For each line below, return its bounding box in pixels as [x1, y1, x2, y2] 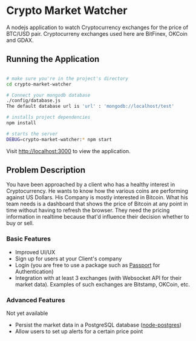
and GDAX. [6, 36, 34, 44]
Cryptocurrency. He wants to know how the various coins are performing [6, 187, 189, 194]
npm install [6, 120, 36, 126]
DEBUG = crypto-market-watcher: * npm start [6, 136, 113, 142]
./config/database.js [6, 98, 61, 104]
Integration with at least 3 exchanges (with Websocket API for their [15, 274, 182, 282]
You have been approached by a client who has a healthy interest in [6, 181, 175, 188]
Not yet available [6, 310, 48, 317]
